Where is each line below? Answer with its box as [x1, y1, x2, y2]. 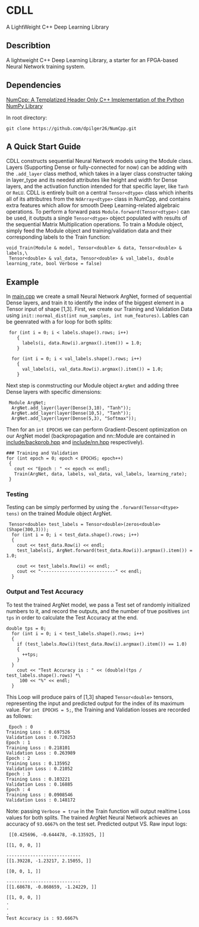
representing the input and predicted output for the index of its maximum [6, 700, 185, 707]
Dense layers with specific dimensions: [6, 389, 102, 396]
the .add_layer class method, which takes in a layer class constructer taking [6, 170, 193, 177]
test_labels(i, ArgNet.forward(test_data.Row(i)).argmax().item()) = [17, 547, 193, 554]
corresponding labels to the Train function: [6, 233, 111, 241]
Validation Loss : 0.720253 [6, 734, 76, 740]
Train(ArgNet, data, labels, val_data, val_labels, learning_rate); [14, 471, 187, 478]
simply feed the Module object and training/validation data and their [6, 227, 172, 235]
